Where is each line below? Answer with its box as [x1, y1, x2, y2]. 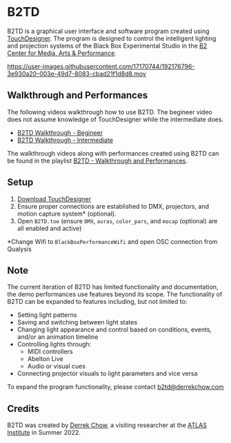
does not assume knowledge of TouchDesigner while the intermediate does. [7, 115, 224, 123]
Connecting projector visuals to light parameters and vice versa [17, 369, 198, 378]
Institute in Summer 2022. [7, 429, 81, 437]
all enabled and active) [17, 224, 82, 232]
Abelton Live [27, 355, 63, 363]
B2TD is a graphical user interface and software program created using [7, 27, 210, 35]
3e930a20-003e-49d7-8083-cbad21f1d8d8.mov [7, 70, 147, 78]
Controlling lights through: [17, 340, 92, 349]
